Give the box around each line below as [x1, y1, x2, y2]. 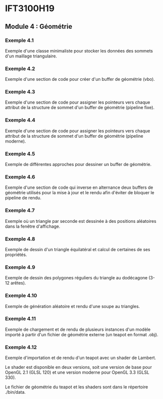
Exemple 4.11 [5, 315, 36, 322]
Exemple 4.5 [5, 150, 36, 157]
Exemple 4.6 [5, 173, 36, 180]
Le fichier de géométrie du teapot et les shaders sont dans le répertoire [5, 384, 148, 390]
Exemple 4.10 [5, 292, 37, 299]
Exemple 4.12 [5, 344, 37, 350]
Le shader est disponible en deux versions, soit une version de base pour [5, 364, 152, 370]
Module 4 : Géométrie [5, 22, 72, 31]
